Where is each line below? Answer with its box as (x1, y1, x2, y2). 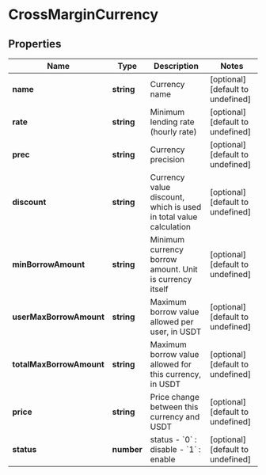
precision (150, 154, 185, 165)
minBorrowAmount (12, 259, 85, 270)
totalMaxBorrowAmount (12, 359, 104, 370)
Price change (150, 392, 199, 402)
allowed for (150, 359, 192, 370)
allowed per (150, 317, 194, 327)
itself (150, 283, 169, 294)
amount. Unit (150, 264, 198, 275)
